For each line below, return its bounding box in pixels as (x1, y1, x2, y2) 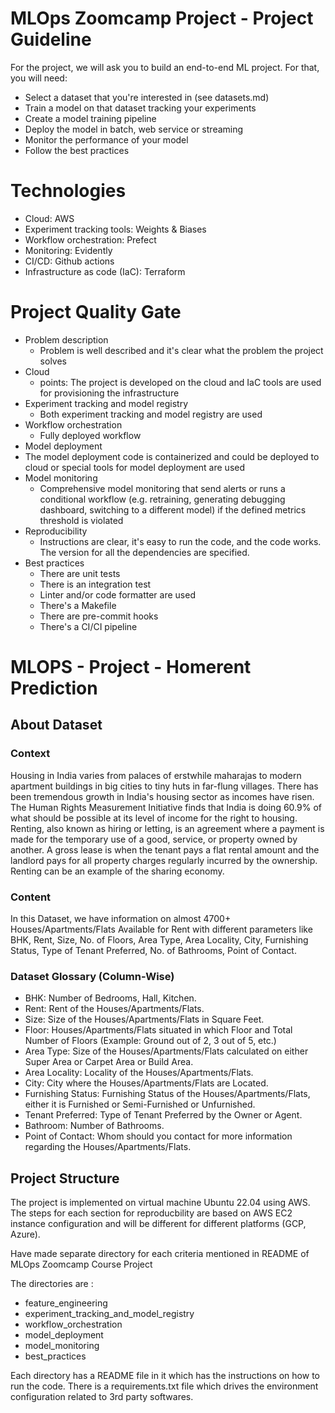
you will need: (10, 72, 68, 84)
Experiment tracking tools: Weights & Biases (24, 223, 207, 235)
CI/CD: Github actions (24, 255, 115, 267)
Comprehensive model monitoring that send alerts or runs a (39, 482, 286, 494)
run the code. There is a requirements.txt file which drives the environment (10, 1380, 319, 1392)
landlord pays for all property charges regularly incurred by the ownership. (10, 854, 318, 866)
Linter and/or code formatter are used (39, 588, 196, 601)
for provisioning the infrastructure (39, 387, 180, 399)
